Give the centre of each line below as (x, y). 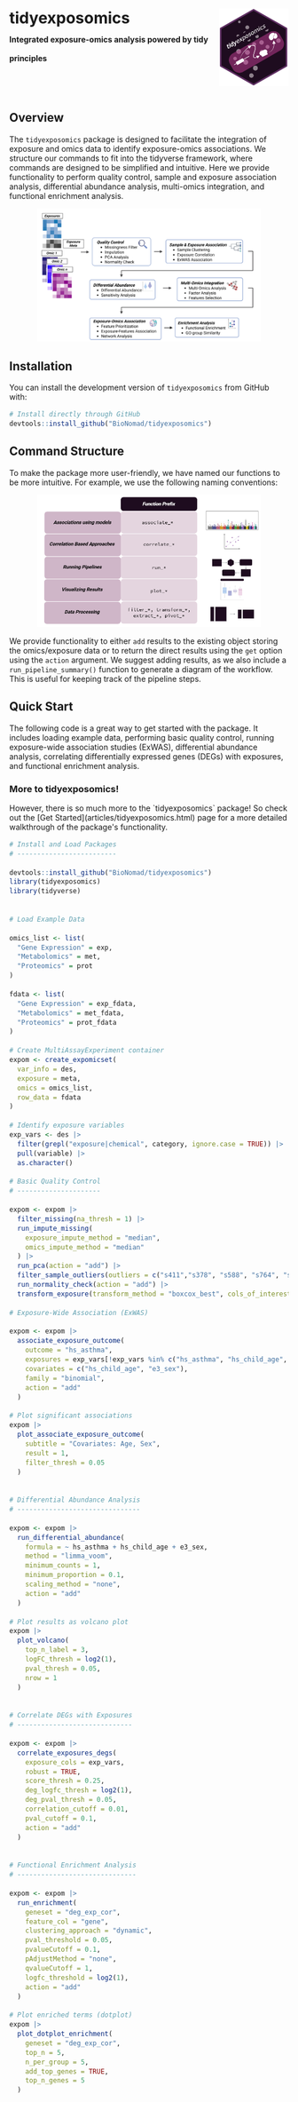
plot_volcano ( (43, 1641)
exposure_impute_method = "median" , (93, 1238)
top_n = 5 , (45, 2052)
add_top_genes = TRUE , (67, 2071)
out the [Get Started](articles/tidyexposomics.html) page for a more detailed (149, 817)
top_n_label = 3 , (57, 1650)
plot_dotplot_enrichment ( (65, 2034)
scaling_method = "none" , (73, 1584)
